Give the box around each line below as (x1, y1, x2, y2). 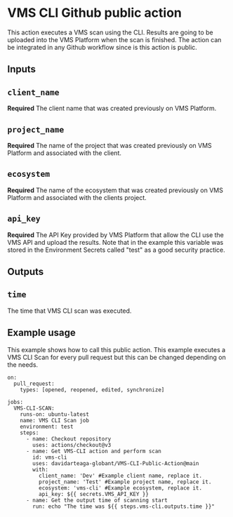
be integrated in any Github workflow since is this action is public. (7, 43, 198, 51)
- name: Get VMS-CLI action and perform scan (25, 448, 161, 455)
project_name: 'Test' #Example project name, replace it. (38, 478, 212, 485)
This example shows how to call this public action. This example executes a (7, 345, 226, 354)
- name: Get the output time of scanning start (25, 497, 168, 504)
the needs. (7, 360, 39, 369)
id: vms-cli (32, 454, 68, 461)
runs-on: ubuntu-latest (20, 410, 90, 418)
